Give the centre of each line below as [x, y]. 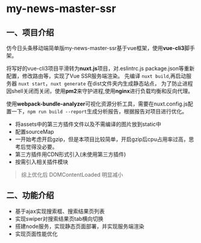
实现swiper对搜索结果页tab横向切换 [59, 218]
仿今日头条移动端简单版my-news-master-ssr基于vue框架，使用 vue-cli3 [95, 48]
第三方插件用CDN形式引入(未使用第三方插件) [70, 154]
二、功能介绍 [30, 196]
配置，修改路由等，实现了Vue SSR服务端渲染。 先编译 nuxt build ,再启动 [96, 76]
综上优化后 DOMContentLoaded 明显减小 [72, 175]
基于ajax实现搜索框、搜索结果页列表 [60, 211]
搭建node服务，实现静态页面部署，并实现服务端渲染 [80, 226]
